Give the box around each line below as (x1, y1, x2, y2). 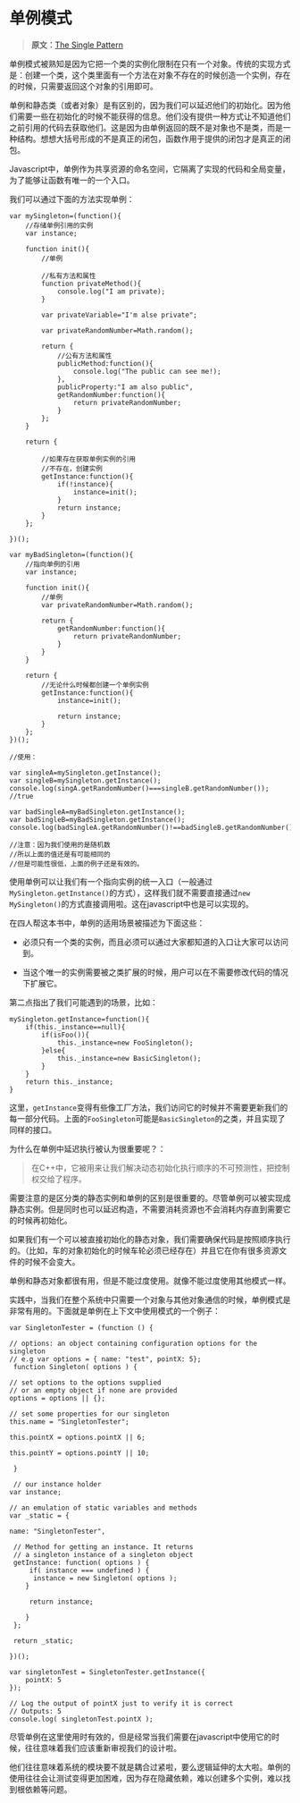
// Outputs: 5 (9, 1706, 62, 1715)
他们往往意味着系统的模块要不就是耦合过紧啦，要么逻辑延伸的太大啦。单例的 (9, 1761, 291, 1772)
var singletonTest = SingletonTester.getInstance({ (9, 1667, 205, 1677)
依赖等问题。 (24, 1783, 72, 1794)
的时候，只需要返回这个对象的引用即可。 (9, 80, 158, 91)
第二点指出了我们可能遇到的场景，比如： (9, 996, 158, 1007)
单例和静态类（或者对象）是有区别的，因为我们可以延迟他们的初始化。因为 (9, 99, 283, 110)
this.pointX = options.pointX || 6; (9, 1433, 146, 1442)
